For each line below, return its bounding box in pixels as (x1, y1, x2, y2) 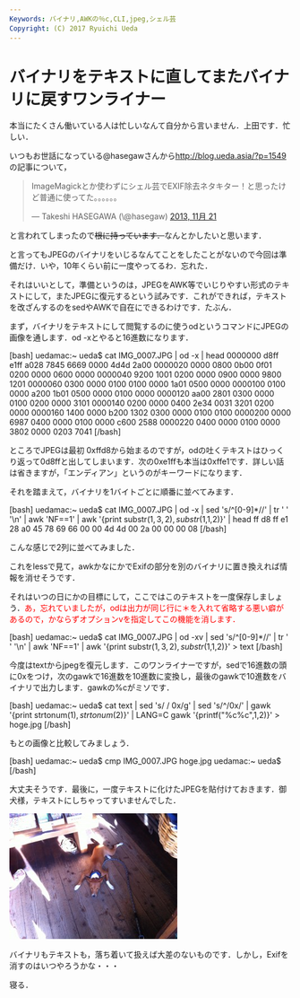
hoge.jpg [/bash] (9, 719, 72, 731)
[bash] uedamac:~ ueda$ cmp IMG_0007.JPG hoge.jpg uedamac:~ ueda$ (9, 756, 282, 766)
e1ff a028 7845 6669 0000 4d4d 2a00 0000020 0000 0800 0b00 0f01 (9, 360, 273, 371)
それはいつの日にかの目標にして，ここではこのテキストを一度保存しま (9, 591, 268, 602)
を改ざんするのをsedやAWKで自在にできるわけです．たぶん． (9, 302, 237, 313)
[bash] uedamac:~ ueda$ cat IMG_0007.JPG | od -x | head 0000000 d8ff (9, 350, 279, 361)
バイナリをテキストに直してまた (9, 66, 244, 87)
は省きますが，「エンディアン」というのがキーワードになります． (9, 468, 248, 478)
